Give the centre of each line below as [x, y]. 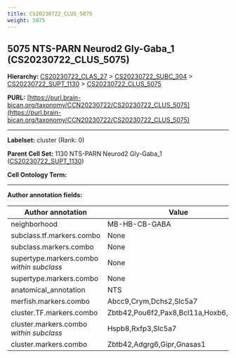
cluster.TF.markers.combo [54, 313]
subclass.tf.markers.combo [55, 236]
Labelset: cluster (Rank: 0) [46, 140]
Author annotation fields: [45, 195]
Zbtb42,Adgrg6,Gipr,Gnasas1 [156, 345]
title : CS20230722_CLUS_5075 [50, 14]
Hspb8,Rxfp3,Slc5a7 [142, 329]
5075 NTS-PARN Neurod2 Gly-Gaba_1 [91, 49]
